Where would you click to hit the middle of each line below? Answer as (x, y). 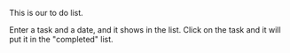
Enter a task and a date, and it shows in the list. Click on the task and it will (145, 30)
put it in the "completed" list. (61, 39)
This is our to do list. (47, 13)
